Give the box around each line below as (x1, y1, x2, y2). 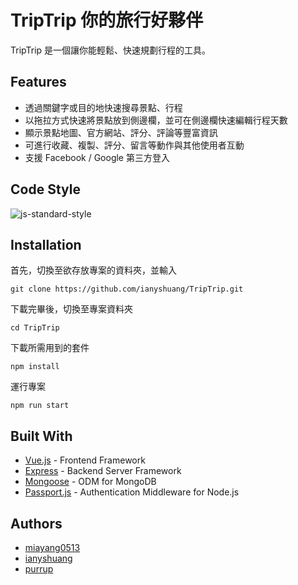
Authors (10, 515, 63, 532)
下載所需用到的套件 (10, 342, 90, 354)
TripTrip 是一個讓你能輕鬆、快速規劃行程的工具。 (10, 44, 212, 56)
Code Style (10, 181, 81, 198)
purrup (24, 563, 54, 575)
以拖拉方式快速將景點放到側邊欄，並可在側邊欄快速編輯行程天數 (24, 114, 288, 126)
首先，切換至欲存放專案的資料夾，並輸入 (10, 264, 177, 276)
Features (10, 74, 67, 91)
